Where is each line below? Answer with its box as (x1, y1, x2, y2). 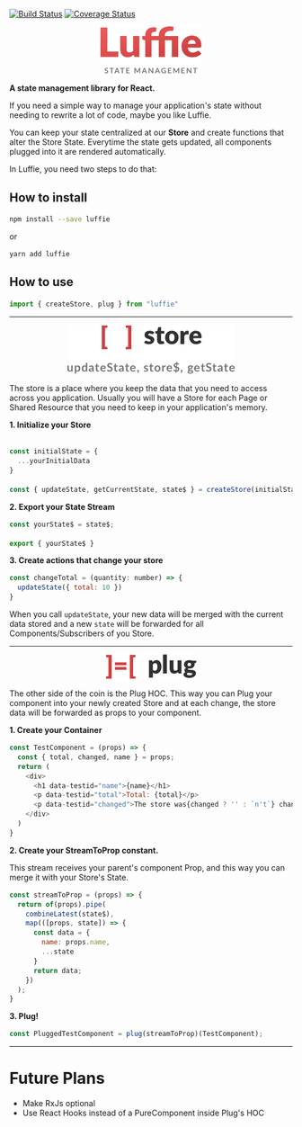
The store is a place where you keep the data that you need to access (9, 382, 268, 393)
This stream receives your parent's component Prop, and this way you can (9, 862, 286, 872)
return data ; (32, 966, 83, 975)
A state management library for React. (9, 83, 155, 94)
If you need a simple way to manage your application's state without (9, 100, 262, 112)
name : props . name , (41, 938, 111, 947)
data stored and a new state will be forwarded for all (9, 619, 204, 630)
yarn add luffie (9, 250, 70, 259)
